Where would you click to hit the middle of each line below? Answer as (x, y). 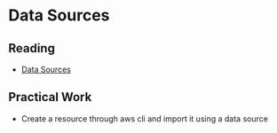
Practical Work (50, 97)
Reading (32, 48)
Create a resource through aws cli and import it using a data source (144, 118)
